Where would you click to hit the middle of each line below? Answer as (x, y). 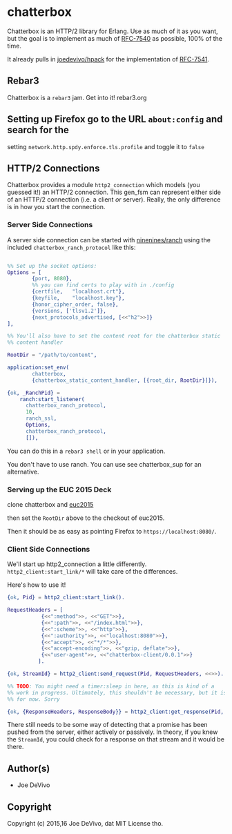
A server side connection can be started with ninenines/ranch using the (109, 240)
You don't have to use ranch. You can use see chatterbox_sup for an (104, 464)
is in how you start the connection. (56, 207)
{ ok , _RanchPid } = (33, 393)
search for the (38, 130)
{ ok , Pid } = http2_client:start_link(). (66, 598)
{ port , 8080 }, (52, 279)
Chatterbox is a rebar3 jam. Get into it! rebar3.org (77, 97)
